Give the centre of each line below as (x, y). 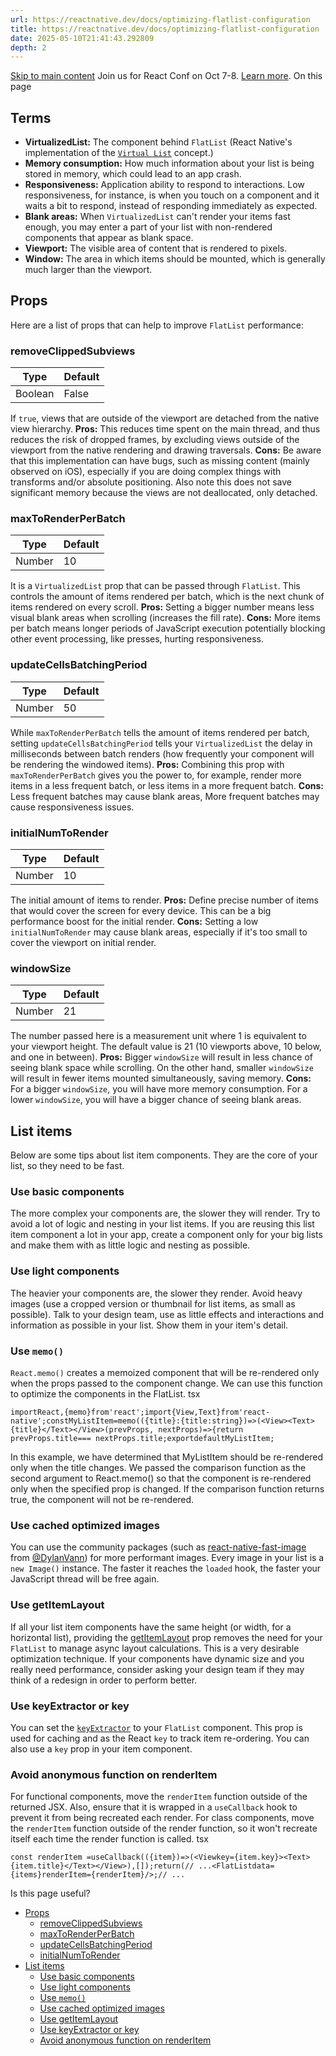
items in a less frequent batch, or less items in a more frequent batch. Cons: (167, 785)
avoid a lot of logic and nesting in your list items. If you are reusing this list (162, 1224)
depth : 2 (28, 47)
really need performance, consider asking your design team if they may (157, 1669)
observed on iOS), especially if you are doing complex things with (146, 472)
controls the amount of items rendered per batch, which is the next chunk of (167, 597)
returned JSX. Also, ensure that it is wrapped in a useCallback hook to (154, 1807)
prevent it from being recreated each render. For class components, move (162, 1818)
